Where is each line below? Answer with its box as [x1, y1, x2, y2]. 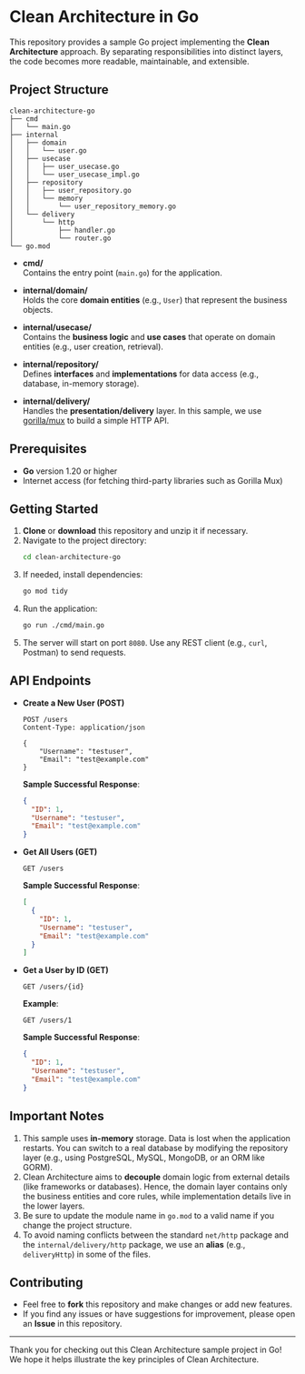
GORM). [22, 1161, 53, 1172]
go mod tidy [22, 587, 68, 597]
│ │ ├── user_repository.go [9, 186, 132, 195]
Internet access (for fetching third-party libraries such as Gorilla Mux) [22, 475, 283, 486]
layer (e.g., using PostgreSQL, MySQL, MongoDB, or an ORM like [22, 1152, 265, 1163]
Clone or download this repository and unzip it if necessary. [22, 526, 249, 537]
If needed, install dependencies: [22, 569, 143, 580]
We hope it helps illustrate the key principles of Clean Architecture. [9, 1354, 260, 1365]
